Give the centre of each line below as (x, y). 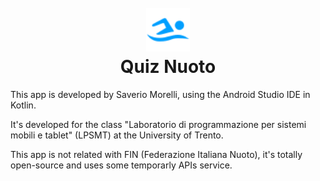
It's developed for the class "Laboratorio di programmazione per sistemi (158, 124)
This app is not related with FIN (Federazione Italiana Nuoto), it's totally (156, 154)
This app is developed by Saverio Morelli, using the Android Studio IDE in (160, 94)
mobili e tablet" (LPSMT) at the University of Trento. (117, 135)
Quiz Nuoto (168, 67)
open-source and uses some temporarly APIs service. (121, 165)
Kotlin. (23, 105)
